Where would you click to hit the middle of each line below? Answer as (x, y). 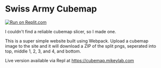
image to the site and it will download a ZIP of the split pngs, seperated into (80, 46)
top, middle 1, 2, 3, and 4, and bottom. (43, 51)
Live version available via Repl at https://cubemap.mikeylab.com (70, 60)
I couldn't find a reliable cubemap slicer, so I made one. (60, 31)
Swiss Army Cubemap (51, 9)
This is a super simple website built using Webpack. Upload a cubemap (77, 41)
